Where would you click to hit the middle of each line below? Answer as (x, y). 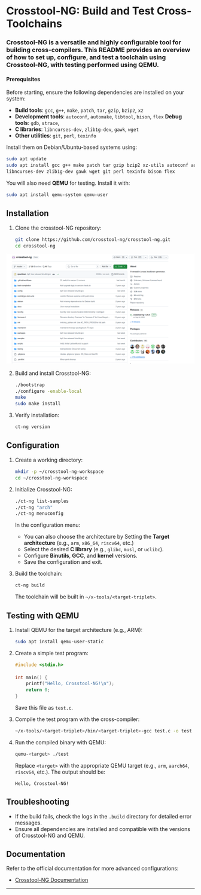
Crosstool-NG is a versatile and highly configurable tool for (94, 42)
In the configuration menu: (48, 525)
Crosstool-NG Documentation (51, 880)
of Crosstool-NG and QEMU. (50, 835)
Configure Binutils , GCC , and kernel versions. (80, 556)
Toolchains (34, 24)
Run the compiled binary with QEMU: (60, 742)
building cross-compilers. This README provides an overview (98, 50)
